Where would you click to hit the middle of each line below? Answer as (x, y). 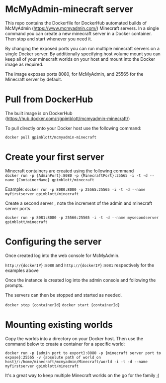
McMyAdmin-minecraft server (69, 9)
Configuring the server (53, 242)
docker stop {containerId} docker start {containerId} (63, 305)
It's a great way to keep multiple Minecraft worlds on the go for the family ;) (83, 375)
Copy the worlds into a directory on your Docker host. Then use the (74, 338)
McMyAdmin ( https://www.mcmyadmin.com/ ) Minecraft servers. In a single (82, 28)
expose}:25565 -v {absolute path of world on (53, 357)
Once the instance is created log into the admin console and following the (81, 280)
